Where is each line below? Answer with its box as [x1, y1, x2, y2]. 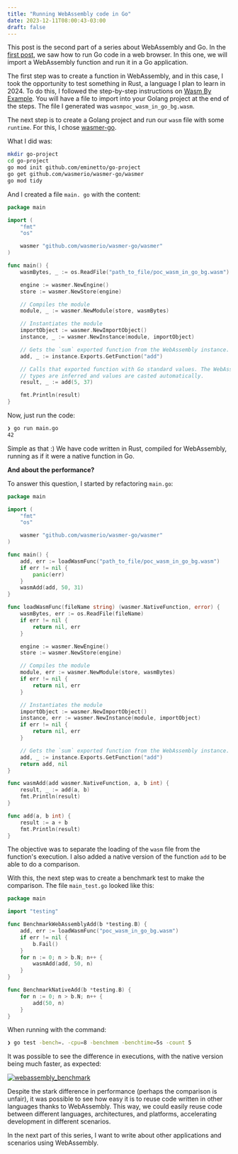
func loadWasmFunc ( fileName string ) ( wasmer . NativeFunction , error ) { [7, 604, 220, 611]
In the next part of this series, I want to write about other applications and [7, 1131, 222, 1140]
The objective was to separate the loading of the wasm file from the [7, 845, 200, 854]
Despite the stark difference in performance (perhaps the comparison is [7, 1087, 217, 1096]
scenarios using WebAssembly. [7, 1138, 99, 1147]
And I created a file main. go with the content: [7, 189, 141, 199]
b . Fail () [33, 940, 59, 947]
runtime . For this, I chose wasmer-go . [7, 123, 117, 132]
